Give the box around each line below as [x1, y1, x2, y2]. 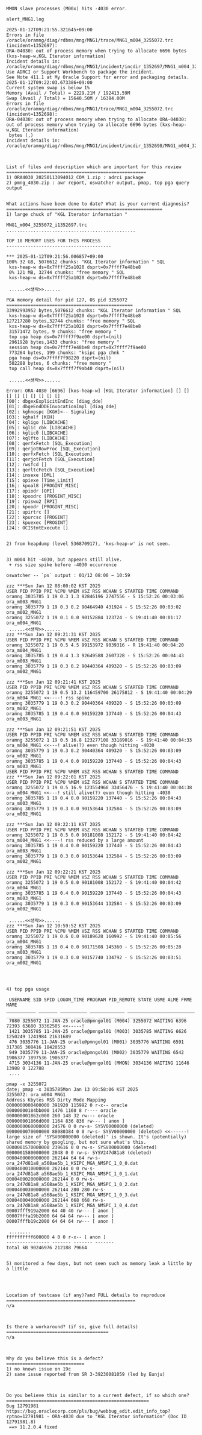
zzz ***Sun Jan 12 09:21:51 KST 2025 [6, 727, 101, 733]
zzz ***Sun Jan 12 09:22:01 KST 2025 [6, 774, 101, 780]
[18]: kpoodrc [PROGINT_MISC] [6, 493, 82, 499]
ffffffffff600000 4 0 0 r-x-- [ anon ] [6, 1234, 106, 1240]
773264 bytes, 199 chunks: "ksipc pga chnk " [8, 350, 125, 356]
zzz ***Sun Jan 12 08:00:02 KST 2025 [6, 583, 101, 589]
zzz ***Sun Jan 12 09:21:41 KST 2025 [6, 679, 101, 685]
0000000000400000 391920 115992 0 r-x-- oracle [6, 1102, 128, 1108]
